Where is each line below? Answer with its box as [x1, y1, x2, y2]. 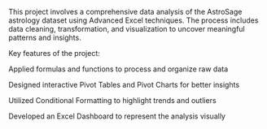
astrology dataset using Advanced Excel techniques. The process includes [8, 15, 259, 25]
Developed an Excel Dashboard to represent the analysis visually [8, 111, 226, 121]
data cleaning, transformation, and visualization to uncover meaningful [8, 24, 246, 33]
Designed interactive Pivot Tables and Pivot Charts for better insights [8, 80, 240, 89]
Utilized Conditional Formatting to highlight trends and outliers [8, 96, 217, 105]
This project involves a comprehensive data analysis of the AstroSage [8, 7, 243, 16]
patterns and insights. [8, 32, 81, 42]
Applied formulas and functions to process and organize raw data [8, 64, 229, 74]
